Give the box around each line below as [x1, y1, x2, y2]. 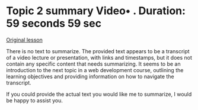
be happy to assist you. [6, 96, 63, 104]
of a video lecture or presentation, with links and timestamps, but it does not [6, 54, 193, 61]
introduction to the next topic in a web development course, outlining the [6, 66, 184, 73]
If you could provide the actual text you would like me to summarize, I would [6, 90, 192, 98]
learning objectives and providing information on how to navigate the [6, 73, 174, 80]
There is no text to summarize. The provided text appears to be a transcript [6, 47, 190, 54]
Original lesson [6, 36, 43, 43]
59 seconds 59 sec [6, 17, 102, 30]
